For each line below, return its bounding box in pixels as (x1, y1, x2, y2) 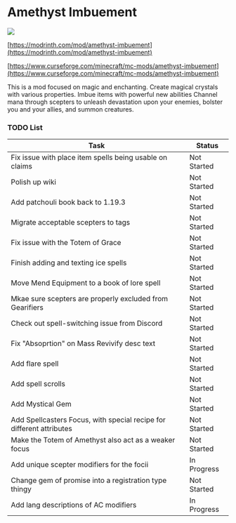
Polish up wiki (11, 177, 56, 187)
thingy (11, 484, 32, 494)
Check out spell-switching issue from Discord (11, 319, 163, 329)
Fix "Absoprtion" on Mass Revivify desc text (11, 338, 156, 348)
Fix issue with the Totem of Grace (11, 238, 122, 248)
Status (196, 141, 219, 151)
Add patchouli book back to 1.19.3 (11, 197, 126, 207)
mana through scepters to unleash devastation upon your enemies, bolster (7, 98, 223, 106)
